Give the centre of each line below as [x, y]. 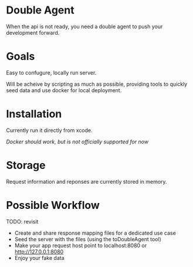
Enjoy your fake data [39, 258]
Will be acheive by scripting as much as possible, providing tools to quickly [97, 84]
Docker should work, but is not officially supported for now [77, 141]
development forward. [33, 32]
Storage [26, 165]
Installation [34, 114]
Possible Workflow [53, 205]
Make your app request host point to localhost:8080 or [81, 245]
